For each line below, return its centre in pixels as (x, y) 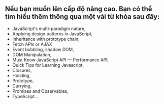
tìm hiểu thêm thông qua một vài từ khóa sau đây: (82, 17)
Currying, (22, 86)
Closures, (22, 70)
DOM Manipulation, (32, 54)
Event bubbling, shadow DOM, (43, 49)
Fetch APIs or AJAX (32, 44)
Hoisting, (21, 75)
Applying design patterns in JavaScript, (52, 34)
